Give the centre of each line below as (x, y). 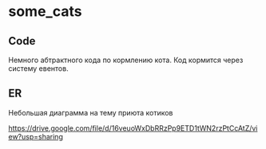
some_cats (45, 12)
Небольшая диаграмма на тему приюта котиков (91, 112)
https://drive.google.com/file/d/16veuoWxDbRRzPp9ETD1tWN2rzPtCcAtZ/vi (133, 128)
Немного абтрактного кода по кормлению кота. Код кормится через (126, 60)
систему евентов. (39, 69)
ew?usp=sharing (36, 136)
